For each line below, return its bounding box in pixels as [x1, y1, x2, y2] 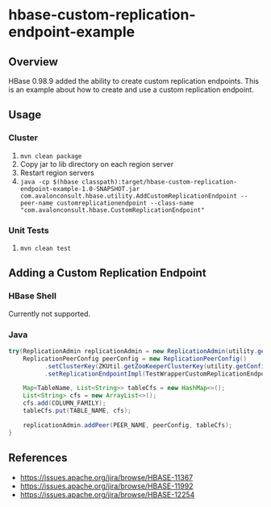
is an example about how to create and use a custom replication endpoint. [8, 85, 254, 94]
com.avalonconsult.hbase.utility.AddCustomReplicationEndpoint [19, 192, 238, 200]
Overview [8, 55, 59, 69]
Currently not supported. [8, 309, 91, 318]
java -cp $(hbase [19, 177, 79, 186]
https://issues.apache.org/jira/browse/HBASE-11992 [19, 481, 194, 491]
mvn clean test [19, 244, 72, 252]
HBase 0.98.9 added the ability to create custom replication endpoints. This [8, 77, 260, 85]
